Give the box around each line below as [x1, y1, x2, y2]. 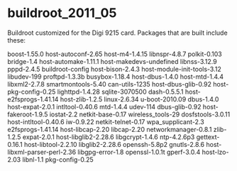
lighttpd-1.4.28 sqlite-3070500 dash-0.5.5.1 [57, 87, 184, 96]
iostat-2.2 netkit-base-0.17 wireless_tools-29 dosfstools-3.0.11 [49, 110, 231, 118]
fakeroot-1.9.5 [7, 110, 48, 118]
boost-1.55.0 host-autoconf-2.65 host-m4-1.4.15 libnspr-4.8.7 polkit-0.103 [7, 50, 222, 58]
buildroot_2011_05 [7, 5, 117, 21]
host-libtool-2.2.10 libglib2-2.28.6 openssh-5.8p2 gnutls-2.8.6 [23, 140, 205, 148]
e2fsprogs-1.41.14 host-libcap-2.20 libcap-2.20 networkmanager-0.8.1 [7, 125, 212, 133]
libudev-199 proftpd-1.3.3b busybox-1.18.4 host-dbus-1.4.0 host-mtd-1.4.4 [7, 72, 224, 81]
